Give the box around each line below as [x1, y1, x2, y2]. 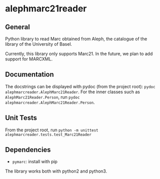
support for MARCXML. [5, 56, 53, 62]
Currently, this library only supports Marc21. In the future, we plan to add [5, 51, 153, 57]
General [5, 23, 31, 31]
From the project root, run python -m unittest [5, 127, 99, 133]
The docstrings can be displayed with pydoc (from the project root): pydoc [5, 83, 156, 89]
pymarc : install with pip [12, 159, 58, 165]
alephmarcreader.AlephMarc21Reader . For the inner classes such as [5, 89, 140, 95]
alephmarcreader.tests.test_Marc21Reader [5, 132, 92, 137]
